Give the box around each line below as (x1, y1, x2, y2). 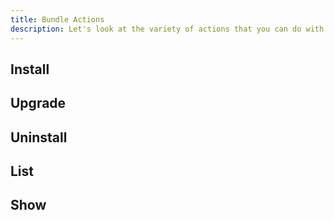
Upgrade (10, 95, 67, 112)
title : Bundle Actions (10, 14, 105, 25)
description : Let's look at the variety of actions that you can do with (10, 24, 325, 34)
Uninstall (10, 129, 68, 146)
